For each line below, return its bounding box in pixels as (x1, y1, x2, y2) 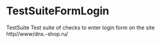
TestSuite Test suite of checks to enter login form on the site (6, 24, 155, 31)
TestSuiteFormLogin (6, 4, 110, 18)
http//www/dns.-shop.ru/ (6, 30, 69, 37)
